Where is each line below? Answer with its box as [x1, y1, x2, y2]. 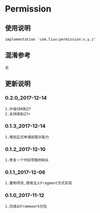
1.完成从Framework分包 [5, 204, 47, 209]
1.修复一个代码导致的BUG [5, 158, 48, 163]
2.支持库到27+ [5, 111, 30, 117]
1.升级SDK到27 [5, 106, 31, 111]
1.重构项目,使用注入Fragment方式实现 [5, 181, 72, 186]
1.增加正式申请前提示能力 [5, 135, 49, 139]
